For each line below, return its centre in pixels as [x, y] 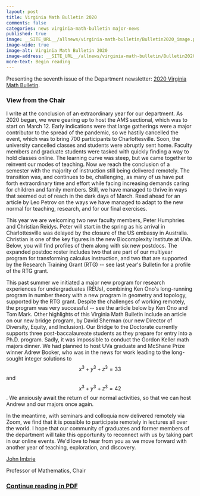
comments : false [26, 23]
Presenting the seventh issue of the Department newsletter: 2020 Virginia [96, 79]
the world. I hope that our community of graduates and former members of [98, 429]
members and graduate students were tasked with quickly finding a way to [98, 151]
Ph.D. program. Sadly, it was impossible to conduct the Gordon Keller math [98, 339]
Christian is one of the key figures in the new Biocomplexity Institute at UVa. [99, 239]
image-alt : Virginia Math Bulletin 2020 [57, 51]
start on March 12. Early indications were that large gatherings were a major [99, 126]
